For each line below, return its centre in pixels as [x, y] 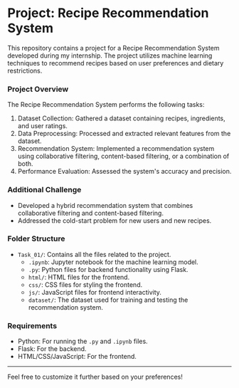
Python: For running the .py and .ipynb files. [83, 341]
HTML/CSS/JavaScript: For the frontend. [77, 357]
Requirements [32, 325]
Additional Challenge [44, 190]
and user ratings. [42, 126]
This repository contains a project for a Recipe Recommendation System [113, 48]
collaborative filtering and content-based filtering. [90, 213]
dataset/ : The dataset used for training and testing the [108, 300]
